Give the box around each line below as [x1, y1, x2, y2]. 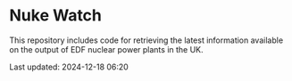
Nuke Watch [9, 5, 103, 26]
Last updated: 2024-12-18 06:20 [9, 61, 129, 72]
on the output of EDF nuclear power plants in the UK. [9, 44, 204, 54]
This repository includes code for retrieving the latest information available [9, 35, 284, 45]
